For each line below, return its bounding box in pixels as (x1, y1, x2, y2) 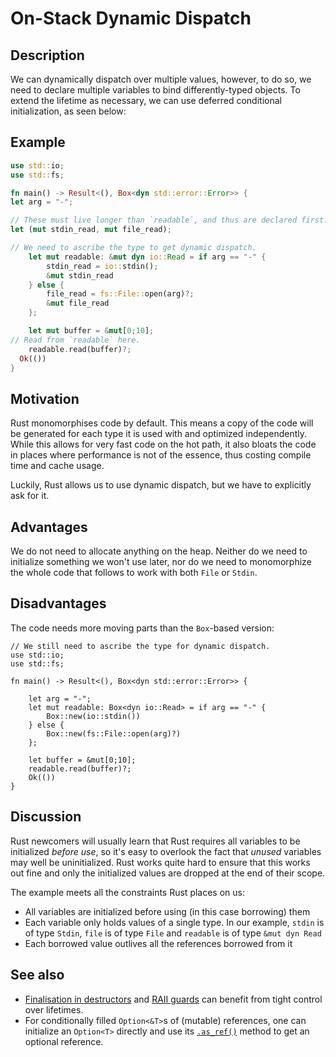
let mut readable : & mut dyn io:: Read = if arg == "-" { (28, 252, 267, 262)
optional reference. (24, 1035, 104, 1047)
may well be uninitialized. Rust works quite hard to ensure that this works (10, 856, 311, 868)
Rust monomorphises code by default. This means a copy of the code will (10, 417, 314, 429)
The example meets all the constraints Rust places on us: (10, 886, 245, 898)
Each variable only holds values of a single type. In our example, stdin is (24, 916, 325, 928)
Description (10, 47, 85, 64)
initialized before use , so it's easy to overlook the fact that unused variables (10, 845, 322, 857)
